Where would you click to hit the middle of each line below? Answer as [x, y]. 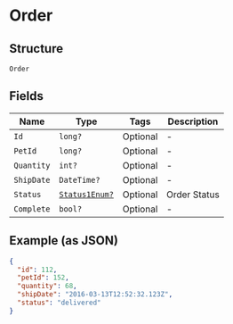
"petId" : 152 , [43, 278]
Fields [27, 96]
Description [193, 121]
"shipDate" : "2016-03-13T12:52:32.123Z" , [95, 295]
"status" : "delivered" [59, 303]
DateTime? [80, 180]
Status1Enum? [86, 194]
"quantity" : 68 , [47, 287]
